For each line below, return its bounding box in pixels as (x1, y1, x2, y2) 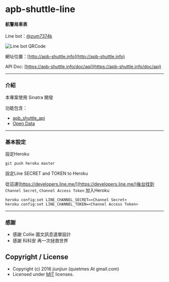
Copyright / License (5, 252, 69, 261)
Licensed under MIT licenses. (12, 271, 74, 277)
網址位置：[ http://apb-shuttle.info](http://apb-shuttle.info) (5, 54, 125, 60)
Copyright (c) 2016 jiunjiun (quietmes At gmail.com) (12, 266, 119, 272)
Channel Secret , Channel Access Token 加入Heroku (5, 187, 110, 193)
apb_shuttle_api (12, 115, 45, 121)
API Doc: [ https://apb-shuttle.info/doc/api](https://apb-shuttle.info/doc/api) (5, 64, 161, 70)
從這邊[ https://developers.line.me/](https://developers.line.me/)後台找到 (5, 181, 154, 187)
